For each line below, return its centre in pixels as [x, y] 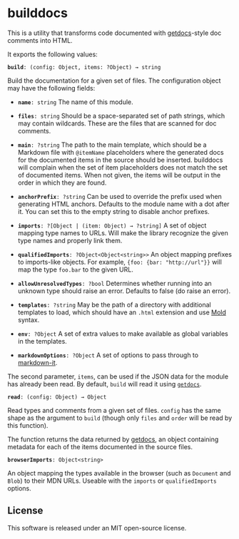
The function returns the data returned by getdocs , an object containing [113, 439]
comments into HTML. [40, 40]
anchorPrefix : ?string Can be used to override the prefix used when [120, 196]
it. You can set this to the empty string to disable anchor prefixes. [113, 211]
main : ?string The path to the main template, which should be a [112, 145]
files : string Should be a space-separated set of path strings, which [121, 115]
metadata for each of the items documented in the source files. [100, 446]
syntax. [29, 319]
